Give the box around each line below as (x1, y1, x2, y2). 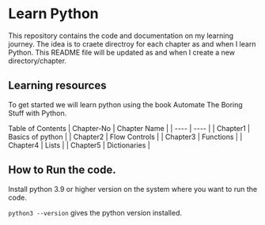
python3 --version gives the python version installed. (8, 208, 183, 217)
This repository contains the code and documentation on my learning (8, 31, 233, 40)
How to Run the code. (8, 163, 116, 177)
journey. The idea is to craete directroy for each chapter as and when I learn (8, 39, 256, 48)
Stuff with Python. (8, 108, 67, 118)
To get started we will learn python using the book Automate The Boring (8, 99, 243, 109)
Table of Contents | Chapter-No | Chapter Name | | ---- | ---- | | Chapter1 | (8, 123, 251, 133)
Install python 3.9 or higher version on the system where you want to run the (8, 184, 258, 193)
